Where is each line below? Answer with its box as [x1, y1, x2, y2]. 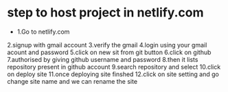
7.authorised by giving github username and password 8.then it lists [7, 55, 198, 63]
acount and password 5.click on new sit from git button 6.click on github [7, 48, 212, 56]
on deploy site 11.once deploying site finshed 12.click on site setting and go [7, 70, 220, 78]
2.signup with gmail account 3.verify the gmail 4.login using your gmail [7, 41, 207, 49]
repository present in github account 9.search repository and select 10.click [7, 62, 221, 71]
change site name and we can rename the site [7, 77, 138, 85]
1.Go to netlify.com [16, 27, 70, 36]
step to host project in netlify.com [7, 5, 204, 21]
